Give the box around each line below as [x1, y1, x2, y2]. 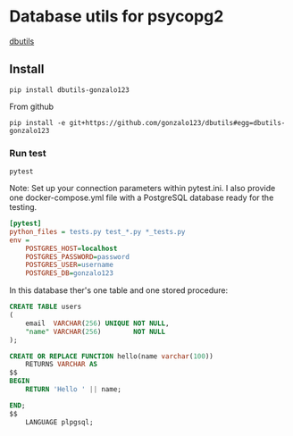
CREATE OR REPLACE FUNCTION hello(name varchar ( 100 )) [9, 351, 214, 361]
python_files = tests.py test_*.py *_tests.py [9, 227, 186, 236]
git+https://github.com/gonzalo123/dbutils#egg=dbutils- [69, 118, 286, 127]
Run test [9, 147, 46, 159]
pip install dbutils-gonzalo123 [9, 85, 130, 95]
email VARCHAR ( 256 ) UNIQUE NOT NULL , [25, 319, 170, 328]
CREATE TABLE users [9, 302, 82, 312]
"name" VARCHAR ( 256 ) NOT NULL [25, 327, 166, 336]
